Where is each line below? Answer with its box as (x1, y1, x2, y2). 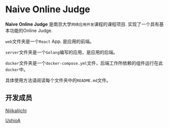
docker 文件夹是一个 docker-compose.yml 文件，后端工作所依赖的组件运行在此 (5, 60, 163, 66)
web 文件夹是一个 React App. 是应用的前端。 (5, 38, 94, 44)
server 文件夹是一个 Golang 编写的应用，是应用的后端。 (5, 49, 118, 55)
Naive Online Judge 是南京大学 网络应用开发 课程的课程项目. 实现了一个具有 (5, 21, 160, 27)
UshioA (5, 117, 21, 123)
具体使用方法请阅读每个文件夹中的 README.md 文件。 (5, 77, 111, 83)
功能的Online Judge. (9, 27, 53, 34)
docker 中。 (5, 66, 28, 72)
